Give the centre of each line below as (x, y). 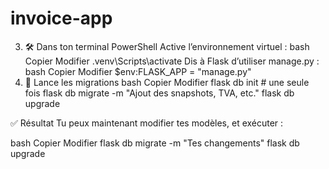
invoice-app (61, 18)
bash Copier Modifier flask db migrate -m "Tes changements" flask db (155, 143)
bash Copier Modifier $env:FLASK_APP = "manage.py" (138, 71)
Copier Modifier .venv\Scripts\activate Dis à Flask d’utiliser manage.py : (172, 61)
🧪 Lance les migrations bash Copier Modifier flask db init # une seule (167, 82)
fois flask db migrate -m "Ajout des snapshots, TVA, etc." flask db (159, 93)
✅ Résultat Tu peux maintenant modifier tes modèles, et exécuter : (147, 123)
